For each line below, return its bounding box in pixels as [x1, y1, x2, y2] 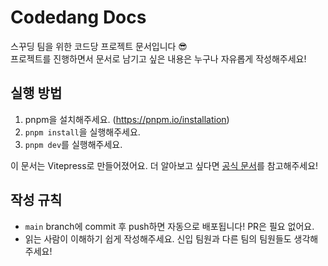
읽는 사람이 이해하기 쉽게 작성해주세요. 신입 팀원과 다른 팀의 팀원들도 [24, 232, 292, 245]
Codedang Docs [10, 6, 147, 29]
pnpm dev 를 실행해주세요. [24, 138, 123, 150]
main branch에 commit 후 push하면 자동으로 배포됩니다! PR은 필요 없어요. [24, 220, 315, 232]
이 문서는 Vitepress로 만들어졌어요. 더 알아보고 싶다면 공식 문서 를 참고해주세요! [10, 159, 319, 171]
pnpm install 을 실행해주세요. [24, 126, 141, 138]
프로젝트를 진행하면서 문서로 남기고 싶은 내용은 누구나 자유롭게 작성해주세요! [10, 52, 307, 65]
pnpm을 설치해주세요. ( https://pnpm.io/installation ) [24, 113, 230, 125]
